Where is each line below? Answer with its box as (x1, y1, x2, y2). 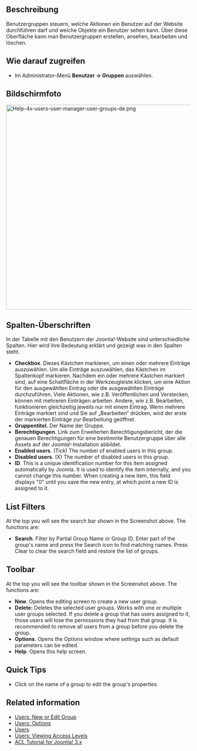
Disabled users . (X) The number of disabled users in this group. (14, 453, 169, 461)
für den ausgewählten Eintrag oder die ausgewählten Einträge (14, 385, 164, 392)
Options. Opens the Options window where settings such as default (14, 635, 179, 642)
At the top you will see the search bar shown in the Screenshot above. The (6, 517, 186, 524)
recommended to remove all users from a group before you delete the (14, 623, 184, 630)
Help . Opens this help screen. (14, 647, 87, 655)
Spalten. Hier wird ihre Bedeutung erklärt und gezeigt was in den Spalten (6, 342, 182, 349)
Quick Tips (6, 665, 47, 675)
